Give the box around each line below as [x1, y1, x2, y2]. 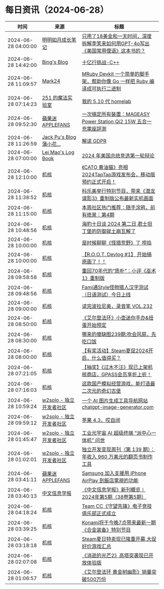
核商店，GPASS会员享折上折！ [82, 371, 152, 378]
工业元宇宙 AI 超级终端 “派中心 [82, 430, 151, 436]
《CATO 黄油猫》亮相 [82, 164, 128, 171]
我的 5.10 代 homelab [82, 98, 132, 105]
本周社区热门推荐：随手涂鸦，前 [82, 204, 155, 211]
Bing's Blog [42, 59, 68, 65]
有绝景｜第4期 [82, 211, 115, 218]
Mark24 [42, 78, 61, 84]
